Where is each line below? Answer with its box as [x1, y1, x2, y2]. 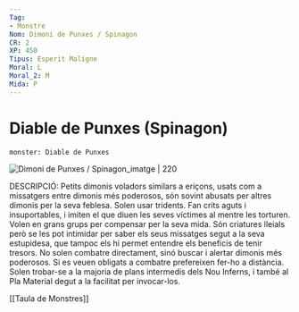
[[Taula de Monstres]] [9, 292, 89, 304]
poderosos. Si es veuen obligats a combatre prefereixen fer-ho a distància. [9, 257, 285, 267]
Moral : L [9, 63, 42, 72]
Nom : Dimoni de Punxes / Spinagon [9, 30, 138, 38]
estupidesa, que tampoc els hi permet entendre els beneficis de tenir [9, 238, 263, 249]
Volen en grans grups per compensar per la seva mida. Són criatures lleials [9, 218, 286, 229]
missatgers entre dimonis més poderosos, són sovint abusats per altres [9, 190, 272, 201]
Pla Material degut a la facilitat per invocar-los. [9, 275, 181, 286]
